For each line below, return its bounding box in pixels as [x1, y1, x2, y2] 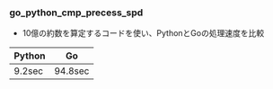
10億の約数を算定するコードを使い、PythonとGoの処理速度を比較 [22, 28, 265, 39]
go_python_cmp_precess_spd [9, 6, 144, 19]
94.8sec [53, 65, 90, 77]
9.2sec [13, 65, 43, 77]
